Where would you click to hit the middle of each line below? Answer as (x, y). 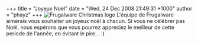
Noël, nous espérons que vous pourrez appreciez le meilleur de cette (90, 27)
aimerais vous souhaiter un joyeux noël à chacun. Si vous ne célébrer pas (95, 21)
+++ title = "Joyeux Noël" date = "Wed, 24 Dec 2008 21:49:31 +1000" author (99, 9)
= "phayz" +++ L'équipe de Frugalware (90, 15)
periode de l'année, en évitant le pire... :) (56, 34)
